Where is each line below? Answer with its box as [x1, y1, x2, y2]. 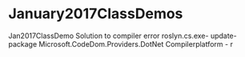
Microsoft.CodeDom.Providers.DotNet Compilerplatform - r [38, 39, 234, 48]
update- [210, 31, 238, 40]
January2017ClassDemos [8, 5, 183, 23]
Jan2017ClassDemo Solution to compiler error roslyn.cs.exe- [8, 31, 209, 40]
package [8, 39, 38, 48]
